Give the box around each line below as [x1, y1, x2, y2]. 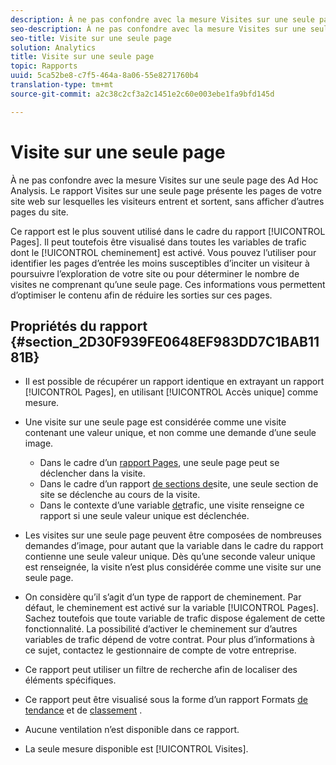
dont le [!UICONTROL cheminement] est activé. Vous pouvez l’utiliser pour [10, 246, 317, 258]
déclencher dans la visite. [39, 467, 146, 480]
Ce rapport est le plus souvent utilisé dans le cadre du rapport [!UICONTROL [10, 225, 326, 237]
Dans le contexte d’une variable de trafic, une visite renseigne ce [39, 499, 305, 511]
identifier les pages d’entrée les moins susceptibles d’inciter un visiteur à [10, 257, 310, 269]
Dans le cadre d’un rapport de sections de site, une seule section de [39, 478, 319, 490]
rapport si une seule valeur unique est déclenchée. [39, 510, 250, 522]
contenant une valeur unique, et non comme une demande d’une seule [24, 427, 317, 439]
